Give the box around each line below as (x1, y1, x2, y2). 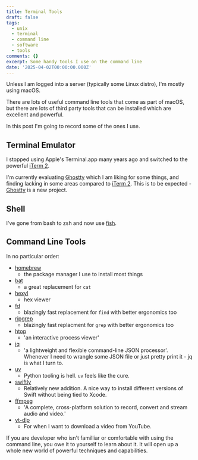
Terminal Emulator (6, 140, 76, 150)
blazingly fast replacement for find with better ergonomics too (23, 308, 177, 316)
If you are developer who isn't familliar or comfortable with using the (6, 434, 174, 442)
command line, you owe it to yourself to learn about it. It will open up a (6, 440, 178, 447)
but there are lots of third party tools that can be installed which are (6, 105, 171, 112)
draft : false (6, 14, 39, 20)
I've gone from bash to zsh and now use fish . (6, 220, 117, 227)
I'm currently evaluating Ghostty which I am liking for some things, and (6, 174, 180, 181)
